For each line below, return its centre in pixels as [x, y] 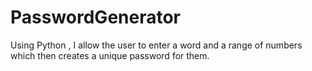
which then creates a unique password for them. [110, 55]
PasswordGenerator [96, 17]
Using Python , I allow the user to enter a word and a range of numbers [156, 45]
